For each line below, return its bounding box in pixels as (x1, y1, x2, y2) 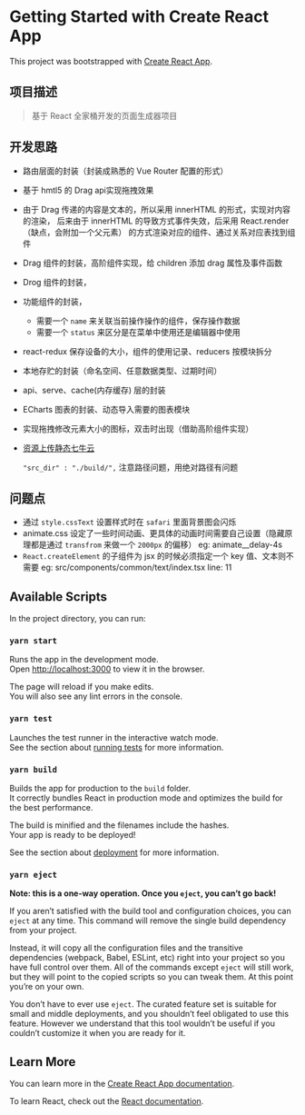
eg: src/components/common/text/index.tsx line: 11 (40, 562, 232, 573)
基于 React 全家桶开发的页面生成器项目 (31, 110, 178, 121)
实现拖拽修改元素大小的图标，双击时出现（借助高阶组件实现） (22, 423, 254, 433)
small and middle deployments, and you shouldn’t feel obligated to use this (9, 1009, 289, 1020)
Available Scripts (9, 589, 107, 604)
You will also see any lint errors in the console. (9, 691, 183, 702)
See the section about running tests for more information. (9, 742, 224, 752)
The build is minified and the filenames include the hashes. (9, 820, 230, 831)
